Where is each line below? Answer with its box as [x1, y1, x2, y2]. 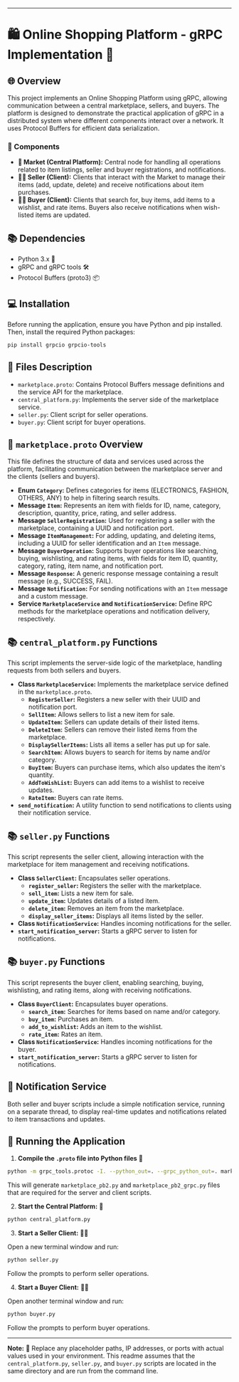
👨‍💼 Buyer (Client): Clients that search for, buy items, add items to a [17, 196, 216, 204]
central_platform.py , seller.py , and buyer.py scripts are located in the [7, 1359, 217, 1367]
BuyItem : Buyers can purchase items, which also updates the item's [28, 763, 225, 772]
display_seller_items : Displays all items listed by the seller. [28, 912, 204, 920]
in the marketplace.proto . [17, 687, 92, 696]
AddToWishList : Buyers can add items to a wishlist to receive [28, 779, 205, 787]
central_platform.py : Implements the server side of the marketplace [17, 395, 219, 403]
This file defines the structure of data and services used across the [7, 457, 204, 466]
